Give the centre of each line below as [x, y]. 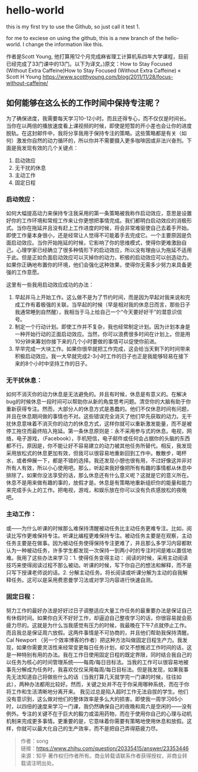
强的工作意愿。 [24, 272]
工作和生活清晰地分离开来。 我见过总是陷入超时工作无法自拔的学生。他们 [100, 691]
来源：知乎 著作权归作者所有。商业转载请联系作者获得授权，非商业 [101, 755]
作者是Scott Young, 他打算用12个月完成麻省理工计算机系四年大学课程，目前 [97, 56]
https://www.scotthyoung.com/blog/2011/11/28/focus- [108, 77]
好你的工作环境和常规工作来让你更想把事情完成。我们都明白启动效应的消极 [96, 221]
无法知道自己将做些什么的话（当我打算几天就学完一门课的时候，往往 [94, 676]
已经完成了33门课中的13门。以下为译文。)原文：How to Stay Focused [89, 64]
